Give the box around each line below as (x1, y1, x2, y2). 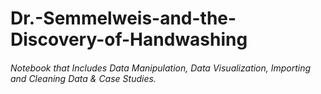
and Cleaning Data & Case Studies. (10, 72, 157, 84)
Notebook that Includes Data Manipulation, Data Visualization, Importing (10, 62, 312, 74)
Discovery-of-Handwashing (10, 28, 248, 51)
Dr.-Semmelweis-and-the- (10, 7, 237, 30)
